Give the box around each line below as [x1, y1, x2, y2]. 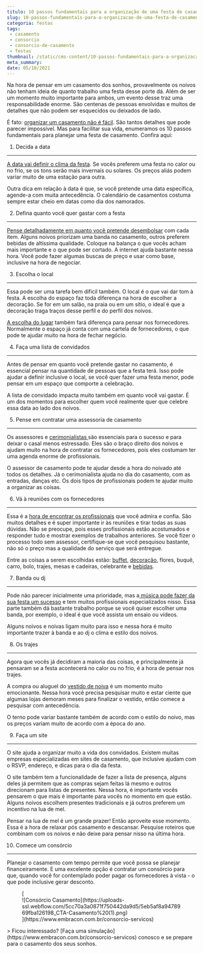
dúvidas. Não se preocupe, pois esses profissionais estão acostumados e [7, 525, 190, 533]
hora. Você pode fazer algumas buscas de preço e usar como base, [7, 253, 175, 260]
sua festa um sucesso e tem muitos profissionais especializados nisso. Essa [7, 598, 196, 606]
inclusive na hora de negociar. [7, 259, 82, 266]
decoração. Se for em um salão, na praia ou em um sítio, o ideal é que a [7, 301, 186, 308]
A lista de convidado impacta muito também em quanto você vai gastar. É [7, 391, 189, 399]
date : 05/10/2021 [7, 65, 51, 71]
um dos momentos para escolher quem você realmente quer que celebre [7, 398, 189, 405]
